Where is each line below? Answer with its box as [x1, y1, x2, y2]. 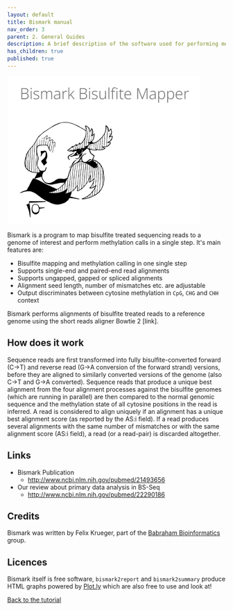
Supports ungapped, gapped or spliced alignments [17, 273, 163, 282]
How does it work [7, 337, 85, 349]
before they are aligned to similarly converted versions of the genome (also [7, 370, 222, 378]
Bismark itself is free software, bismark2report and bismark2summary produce [7, 575, 226, 584]
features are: [7, 246, 44, 254]
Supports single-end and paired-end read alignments [17, 266, 170, 275]
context [17, 296, 40, 304]
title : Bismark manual [7, 18, 73, 26]
